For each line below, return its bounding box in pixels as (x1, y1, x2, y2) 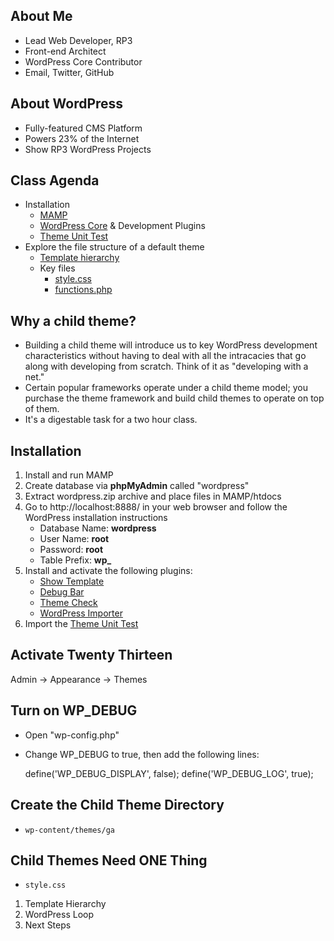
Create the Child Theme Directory (10, 797, 225, 814)
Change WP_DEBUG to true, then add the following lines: (24, 748, 260, 760)
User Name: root (39, 533, 110, 545)
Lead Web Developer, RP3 (24, 34, 133, 46)
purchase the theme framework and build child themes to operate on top (24, 392, 325, 404)
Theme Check (39, 597, 98, 609)
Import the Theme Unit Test (24, 618, 139, 630)
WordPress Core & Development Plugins (39, 220, 206, 232)
